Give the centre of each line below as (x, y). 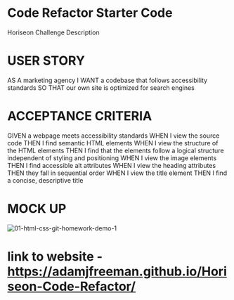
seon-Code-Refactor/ (71, 286)
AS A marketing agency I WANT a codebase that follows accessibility (108, 80)
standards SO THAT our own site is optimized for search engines (101, 87)
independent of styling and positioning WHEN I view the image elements (112, 158)
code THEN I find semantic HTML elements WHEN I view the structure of (113, 143)
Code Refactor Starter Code (90, 13)
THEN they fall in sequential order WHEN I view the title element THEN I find (117, 173)
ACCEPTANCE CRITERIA (80, 116)
